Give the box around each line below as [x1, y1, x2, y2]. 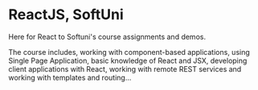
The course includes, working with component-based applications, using [8, 47, 251, 57]
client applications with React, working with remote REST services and [8, 64, 242, 73]
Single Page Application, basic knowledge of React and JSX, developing [8, 56, 248, 65]
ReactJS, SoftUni [8, 6, 125, 24]
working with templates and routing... [8, 72, 132, 82]
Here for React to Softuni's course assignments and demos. [8, 32, 207, 41]
